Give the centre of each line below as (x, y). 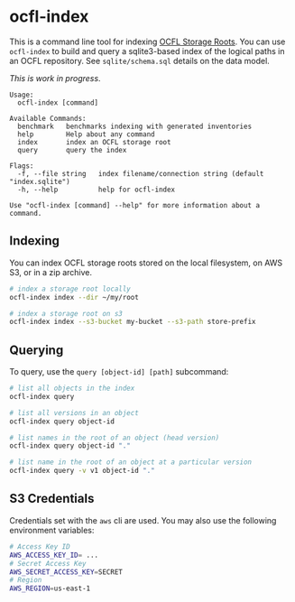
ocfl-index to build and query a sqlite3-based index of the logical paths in (147, 51)
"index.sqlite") (40, 181)
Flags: (22, 166)
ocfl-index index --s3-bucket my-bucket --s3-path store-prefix (133, 322)
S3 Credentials (52, 499)
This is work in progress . (55, 78)
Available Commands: (48, 118)
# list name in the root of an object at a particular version (131, 462)
